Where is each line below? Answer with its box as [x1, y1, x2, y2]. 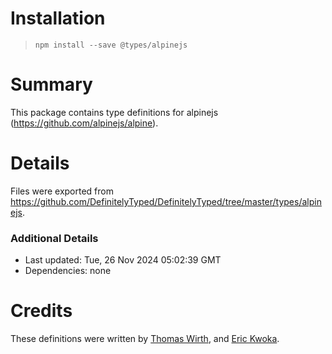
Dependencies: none [24, 265, 112, 277]
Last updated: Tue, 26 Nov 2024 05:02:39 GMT [24, 254, 222, 266]
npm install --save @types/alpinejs [34, 40, 188, 50]
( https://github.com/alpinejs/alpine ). [10, 117, 159, 129]
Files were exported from [10, 185, 114, 197]
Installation [10, 7, 106, 30]
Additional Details [10, 231, 99, 245]
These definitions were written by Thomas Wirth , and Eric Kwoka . [10, 333, 280, 345]
